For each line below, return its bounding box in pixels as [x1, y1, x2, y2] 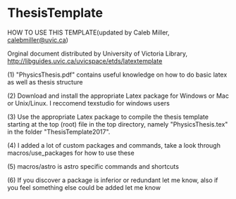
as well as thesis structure [7, 77, 83, 86]
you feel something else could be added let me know [7, 183, 161, 191]
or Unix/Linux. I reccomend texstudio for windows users [7, 98, 170, 107]
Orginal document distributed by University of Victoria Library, [7, 49, 188, 58]
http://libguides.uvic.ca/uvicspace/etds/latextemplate [7, 56, 163, 65]
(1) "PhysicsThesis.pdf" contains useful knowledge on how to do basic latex [7, 70, 228, 79]
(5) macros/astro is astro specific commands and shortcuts [7, 162, 180, 170]
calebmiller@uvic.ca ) [7, 35, 69, 44]
